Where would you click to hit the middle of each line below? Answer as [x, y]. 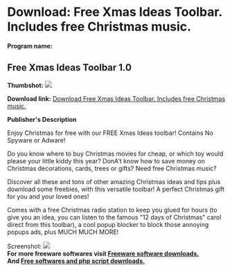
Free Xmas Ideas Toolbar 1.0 [69, 67]
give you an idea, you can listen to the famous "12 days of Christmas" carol [114, 217]
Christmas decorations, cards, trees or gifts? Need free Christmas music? [112, 168]
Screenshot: [25, 246]
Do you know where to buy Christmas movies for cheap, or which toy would [115, 154]
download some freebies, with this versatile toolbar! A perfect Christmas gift [116, 189]
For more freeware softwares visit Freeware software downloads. [103, 253]
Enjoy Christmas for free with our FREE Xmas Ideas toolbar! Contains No [110, 133]
